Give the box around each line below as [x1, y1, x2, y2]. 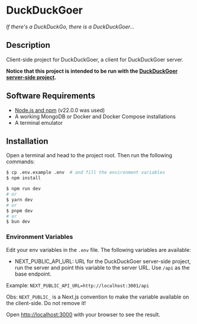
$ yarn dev [6, 196, 33, 203]
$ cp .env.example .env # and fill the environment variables [6, 170, 166, 176]
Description [6, 40, 50, 50]
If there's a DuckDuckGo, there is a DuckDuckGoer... [6, 23, 135, 30]
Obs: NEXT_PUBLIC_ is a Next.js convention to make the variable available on [6, 293, 189, 300]
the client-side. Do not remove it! [6, 299, 86, 306]
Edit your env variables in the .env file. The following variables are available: [6, 246, 191, 253]
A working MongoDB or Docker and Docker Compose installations [14, 113, 176, 120]
